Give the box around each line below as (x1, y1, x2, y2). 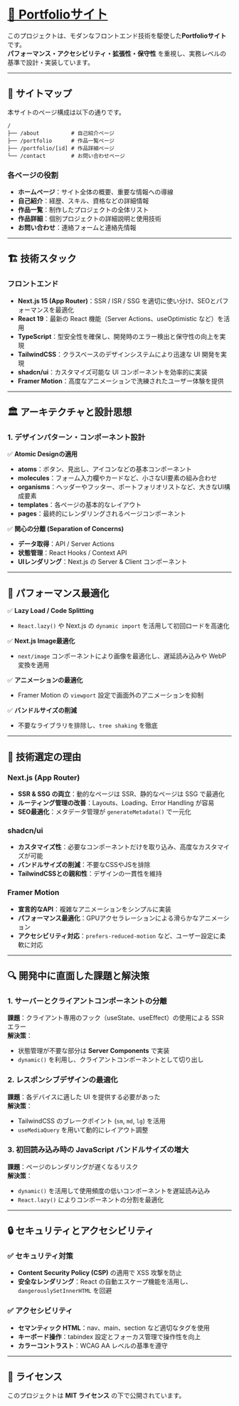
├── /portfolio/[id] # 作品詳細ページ (7, 145, 115, 152)
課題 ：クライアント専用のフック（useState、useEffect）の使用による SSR (7, 1014, 224, 1022)
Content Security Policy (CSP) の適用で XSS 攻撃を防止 (17, 1269, 183, 1277)
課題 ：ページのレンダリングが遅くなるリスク (7, 1162, 139, 1171)
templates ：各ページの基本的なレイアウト (17, 500, 142, 509)
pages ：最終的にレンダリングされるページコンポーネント (17, 510, 186, 518)
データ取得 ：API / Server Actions (17, 540, 115, 548)
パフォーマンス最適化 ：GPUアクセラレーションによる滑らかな (17, 913, 199, 922)
